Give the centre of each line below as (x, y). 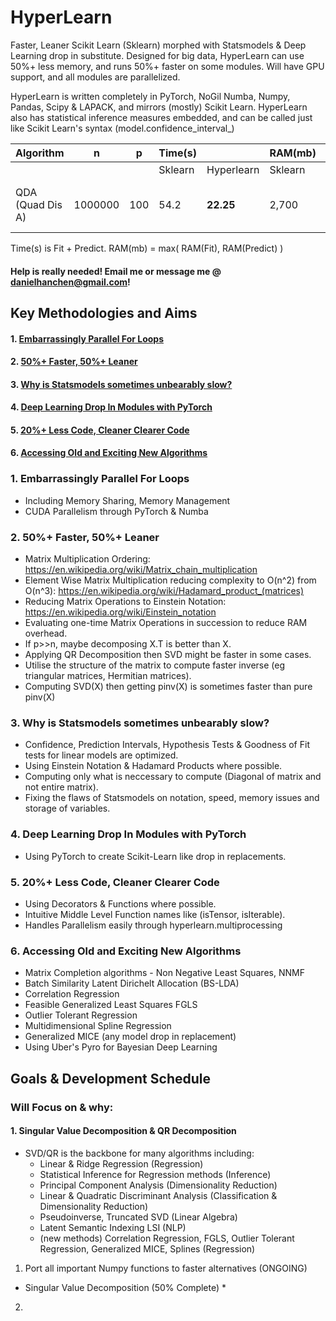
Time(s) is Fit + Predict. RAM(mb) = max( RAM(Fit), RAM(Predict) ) (147, 248)
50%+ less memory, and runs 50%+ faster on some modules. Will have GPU (167, 66)
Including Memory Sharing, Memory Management (127, 500)
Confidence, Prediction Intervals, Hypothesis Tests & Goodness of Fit (167, 745)
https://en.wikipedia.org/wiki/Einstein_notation (120, 612)
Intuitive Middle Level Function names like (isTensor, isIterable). (155, 914)
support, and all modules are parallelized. (95, 77)
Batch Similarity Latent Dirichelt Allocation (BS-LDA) (132, 983)
